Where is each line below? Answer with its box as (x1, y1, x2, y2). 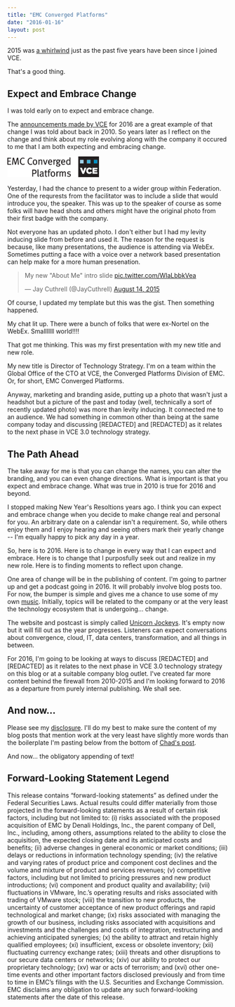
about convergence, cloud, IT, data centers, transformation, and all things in (7, 634, 227, 641)
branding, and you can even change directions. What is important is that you (7, 475, 228, 482)
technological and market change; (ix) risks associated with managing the (7, 911, 221, 919)
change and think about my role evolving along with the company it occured (7, 135, 227, 143)
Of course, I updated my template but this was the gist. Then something (7, 299, 215, 307)
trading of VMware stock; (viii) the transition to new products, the (7, 895, 196, 904)
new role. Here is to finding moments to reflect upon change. (7, 561, 184, 570)
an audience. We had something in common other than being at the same (7, 413, 220, 421)
